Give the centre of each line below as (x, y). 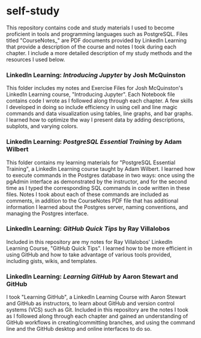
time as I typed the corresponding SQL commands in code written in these (98, 188)
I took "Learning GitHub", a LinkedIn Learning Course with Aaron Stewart (96, 297)
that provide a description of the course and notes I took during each (91, 47)
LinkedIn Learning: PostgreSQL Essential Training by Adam (94, 142)
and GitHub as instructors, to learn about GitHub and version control (91, 303)
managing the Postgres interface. (47, 213)
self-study (33, 11)
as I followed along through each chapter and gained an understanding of (97, 316)
